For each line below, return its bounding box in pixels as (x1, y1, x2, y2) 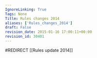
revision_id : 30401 (5, 34, 45, 39)
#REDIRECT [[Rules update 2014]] (5, 47, 73, 53)
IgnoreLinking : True (5, 7, 47, 12)
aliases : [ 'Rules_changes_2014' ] (5, 20, 73, 26)
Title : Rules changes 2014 (5, 16, 60, 21)
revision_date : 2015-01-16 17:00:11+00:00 (5, 29, 92, 34)
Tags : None (5, 12, 27, 16)
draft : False (5, 25, 32, 30)
